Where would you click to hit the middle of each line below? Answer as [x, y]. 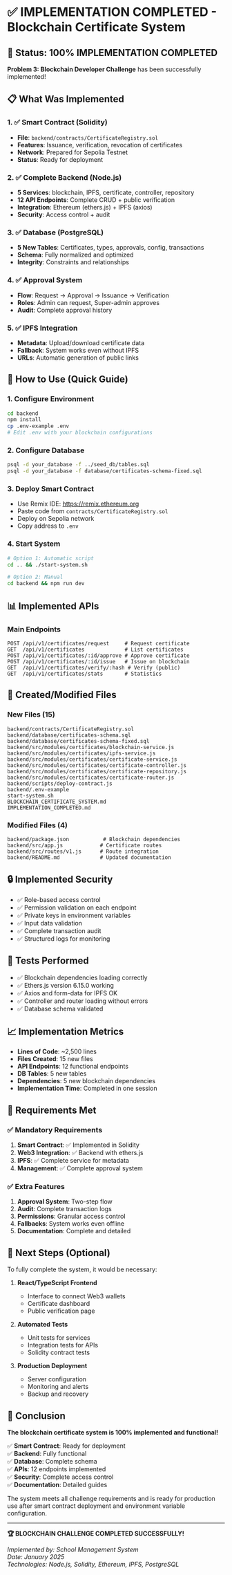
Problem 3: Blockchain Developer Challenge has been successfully [104, 69]
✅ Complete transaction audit [59, 930]
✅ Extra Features [36, 1186]
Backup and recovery [58, 1394]
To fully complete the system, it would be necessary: [82, 1269]
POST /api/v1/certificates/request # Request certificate [98, 643]
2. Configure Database [46, 450]
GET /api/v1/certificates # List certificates [96, 650]
